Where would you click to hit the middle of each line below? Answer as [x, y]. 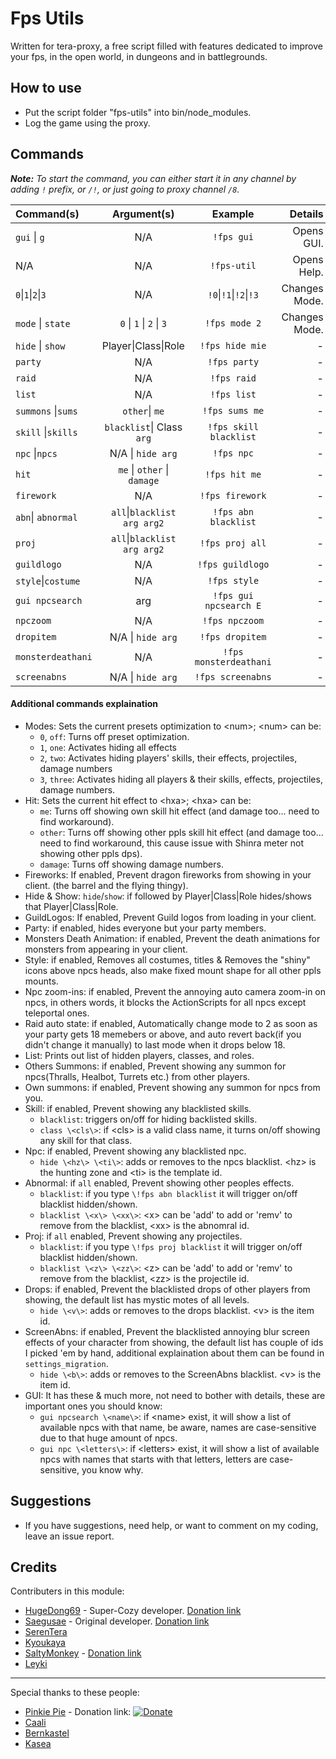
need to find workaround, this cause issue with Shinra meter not [171, 843]
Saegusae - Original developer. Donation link [117, 1621]
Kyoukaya [45, 1643]
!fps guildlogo [233, 564]
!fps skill [233, 426]
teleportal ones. [57, 1013]
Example [233, 214]
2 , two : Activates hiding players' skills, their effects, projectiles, [168, 758]
